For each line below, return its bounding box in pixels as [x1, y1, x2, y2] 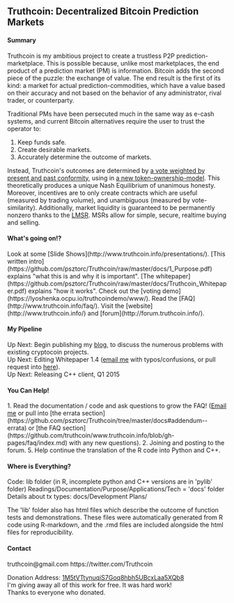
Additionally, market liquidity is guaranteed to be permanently [38, 203, 215, 211]
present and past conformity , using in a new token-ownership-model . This [7, 174, 221, 182]
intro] [29, 257, 45, 265]
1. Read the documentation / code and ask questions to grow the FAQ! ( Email [7, 401, 227, 410]
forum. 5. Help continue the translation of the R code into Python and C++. [7, 446, 221, 454]
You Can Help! [7, 386, 49, 394]
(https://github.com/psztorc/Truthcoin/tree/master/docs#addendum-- [7, 417, 208, 425]
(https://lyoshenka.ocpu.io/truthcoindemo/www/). [7, 294, 150, 302]
